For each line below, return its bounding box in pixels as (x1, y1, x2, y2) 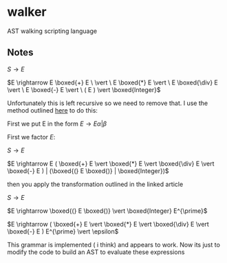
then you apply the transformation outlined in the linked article (7, 180, 184, 188)
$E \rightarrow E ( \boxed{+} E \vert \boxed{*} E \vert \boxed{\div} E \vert (7, 159, 215, 168)
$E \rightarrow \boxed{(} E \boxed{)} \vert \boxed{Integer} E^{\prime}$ (7, 207, 208, 215)
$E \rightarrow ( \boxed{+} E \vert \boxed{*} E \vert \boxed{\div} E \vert (7, 220, 210, 228)
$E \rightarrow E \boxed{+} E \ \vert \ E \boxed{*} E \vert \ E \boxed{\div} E (7, 78, 218, 87)
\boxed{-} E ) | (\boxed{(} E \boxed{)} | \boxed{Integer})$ (7, 166, 170, 175)
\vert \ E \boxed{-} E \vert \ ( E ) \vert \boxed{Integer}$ (7, 85, 161, 93)
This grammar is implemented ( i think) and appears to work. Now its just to (7, 240, 220, 249)
